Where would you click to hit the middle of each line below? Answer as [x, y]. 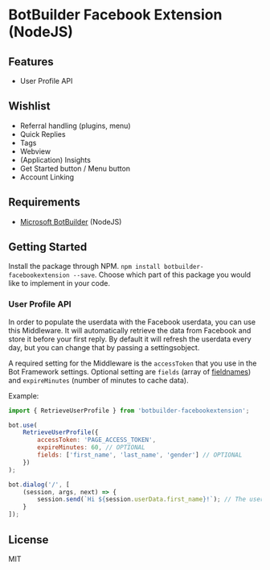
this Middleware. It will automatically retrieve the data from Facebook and [130, 330]
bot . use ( [23, 425]
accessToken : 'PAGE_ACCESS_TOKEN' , [97, 440]
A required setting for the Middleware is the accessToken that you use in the [133, 363]
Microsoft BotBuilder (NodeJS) [71, 221]
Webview [35, 151]
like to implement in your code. [59, 283]
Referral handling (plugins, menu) [75, 126]
